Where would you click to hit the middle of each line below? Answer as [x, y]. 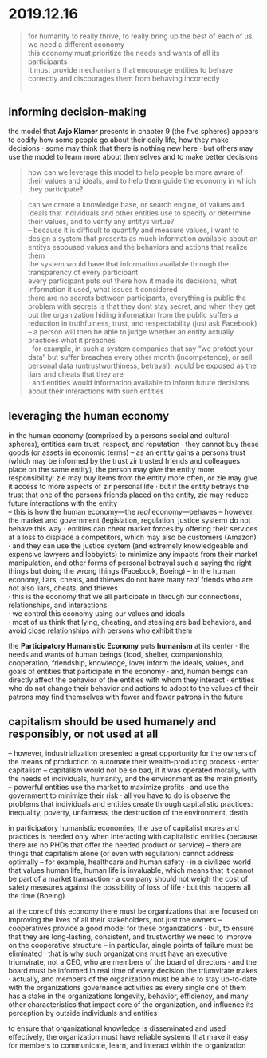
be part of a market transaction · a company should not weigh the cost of [128, 879]
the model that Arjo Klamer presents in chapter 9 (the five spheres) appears [133, 131]
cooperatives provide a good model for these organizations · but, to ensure [132, 928]
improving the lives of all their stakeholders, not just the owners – [115, 920]
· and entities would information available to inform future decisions [138, 382]
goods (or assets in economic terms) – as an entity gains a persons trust [127, 452]
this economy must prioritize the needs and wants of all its [124, 53]
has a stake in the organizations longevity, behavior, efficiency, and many [128, 996]
